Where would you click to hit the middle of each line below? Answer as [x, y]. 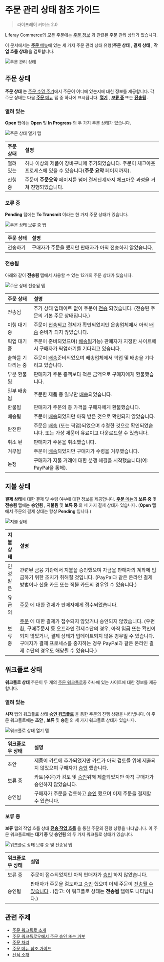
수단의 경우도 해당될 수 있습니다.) [61, 651]
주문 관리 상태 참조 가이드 [52, 10]
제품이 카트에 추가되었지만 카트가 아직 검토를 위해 [88, 760]
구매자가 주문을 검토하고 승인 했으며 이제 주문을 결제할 [92, 793]
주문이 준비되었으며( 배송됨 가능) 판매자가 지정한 [85, 341]
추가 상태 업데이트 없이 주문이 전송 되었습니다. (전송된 [92, 308]
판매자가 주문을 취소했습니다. [65, 442]
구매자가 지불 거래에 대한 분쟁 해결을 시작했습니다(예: [91, 460]
